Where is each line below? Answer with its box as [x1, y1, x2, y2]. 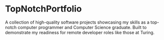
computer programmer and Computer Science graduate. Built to [18, 24, 147, 30]
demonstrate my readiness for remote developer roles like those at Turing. [5, 29, 155, 35]
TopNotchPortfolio [5, 3, 82, 14]
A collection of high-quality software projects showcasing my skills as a [5, 19, 150, 25]
